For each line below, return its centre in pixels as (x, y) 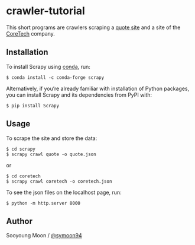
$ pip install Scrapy (33, 106)
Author (19, 221)
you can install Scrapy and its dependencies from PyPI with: (79, 95)
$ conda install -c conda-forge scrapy (55, 77)
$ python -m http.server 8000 (43, 203)
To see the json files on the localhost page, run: (64, 192)
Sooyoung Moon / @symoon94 (44, 236)
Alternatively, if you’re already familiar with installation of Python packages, (98, 88)
